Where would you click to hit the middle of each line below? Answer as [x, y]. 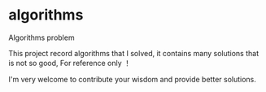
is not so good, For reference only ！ [70, 63]
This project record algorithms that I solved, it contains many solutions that [133, 53]
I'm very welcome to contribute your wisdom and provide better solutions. [132, 79]
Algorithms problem [41, 37]
